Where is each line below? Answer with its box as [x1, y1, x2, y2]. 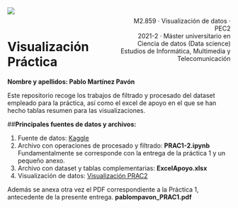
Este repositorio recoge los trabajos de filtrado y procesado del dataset [7, 91, 215, 99]
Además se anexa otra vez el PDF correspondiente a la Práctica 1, [7, 185, 200, 194]
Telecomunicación [176, 55, 231, 62]
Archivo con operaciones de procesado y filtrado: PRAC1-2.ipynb [17, 141, 210, 150]
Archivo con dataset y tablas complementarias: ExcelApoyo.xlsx [17, 163, 208, 173]
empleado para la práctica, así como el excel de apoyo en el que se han [7, 99, 217, 107]
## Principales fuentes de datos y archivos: [7, 120, 137, 128]
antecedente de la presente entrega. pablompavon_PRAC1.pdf [7, 192, 193, 201]
